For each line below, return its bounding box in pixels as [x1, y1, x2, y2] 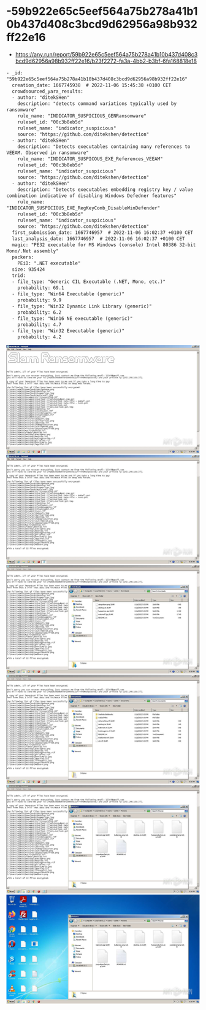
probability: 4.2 [17, 333, 62, 340]
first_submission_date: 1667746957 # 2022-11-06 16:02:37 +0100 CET [12, 229, 193, 236]
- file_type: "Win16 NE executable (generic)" [12, 315, 133, 322]
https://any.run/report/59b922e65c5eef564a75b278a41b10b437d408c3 [15, 50, 198, 58]
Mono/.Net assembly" [6, 247, 59, 254]
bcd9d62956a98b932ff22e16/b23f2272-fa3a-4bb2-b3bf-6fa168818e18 [15, 57, 197, 64]
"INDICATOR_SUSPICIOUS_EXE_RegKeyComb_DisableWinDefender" [6, 204, 161, 211]
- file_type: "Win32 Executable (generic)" [12, 327, 124, 334]
